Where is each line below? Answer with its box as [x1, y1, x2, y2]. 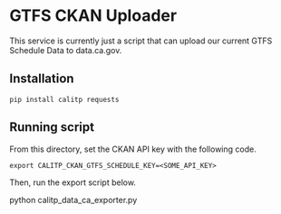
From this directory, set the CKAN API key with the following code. [9, 144, 257, 154]
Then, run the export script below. [9, 177, 136, 188]
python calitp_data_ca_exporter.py [9, 194, 138, 205]
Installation [9, 71, 74, 87]
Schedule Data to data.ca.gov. [9, 44, 122, 55]
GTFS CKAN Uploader [9, 5, 178, 26]
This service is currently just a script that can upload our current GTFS [9, 35, 273, 46]
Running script [9, 119, 95, 135]
